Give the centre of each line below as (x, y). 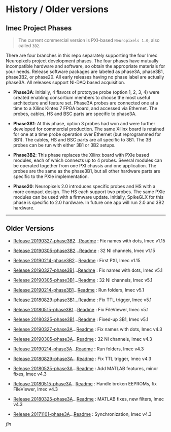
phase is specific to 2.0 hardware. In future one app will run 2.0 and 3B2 (89, 202)
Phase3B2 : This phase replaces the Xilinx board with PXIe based (81, 155)
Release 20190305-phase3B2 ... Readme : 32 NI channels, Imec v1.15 (84, 250)
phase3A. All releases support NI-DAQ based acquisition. (66, 82)
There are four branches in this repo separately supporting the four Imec (82, 55)
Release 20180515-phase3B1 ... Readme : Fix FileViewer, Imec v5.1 (81, 309)
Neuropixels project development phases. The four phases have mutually (82, 61)
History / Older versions (57, 9)
